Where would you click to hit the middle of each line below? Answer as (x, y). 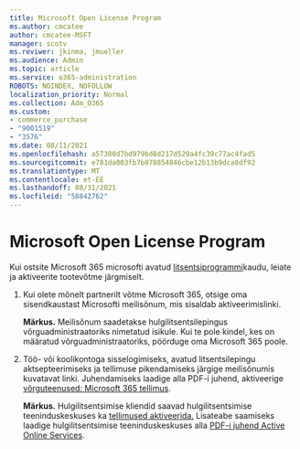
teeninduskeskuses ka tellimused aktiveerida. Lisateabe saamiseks (149, 415)
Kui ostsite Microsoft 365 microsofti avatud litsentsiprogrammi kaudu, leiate (150, 267)
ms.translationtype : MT (55, 171)
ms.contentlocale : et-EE (57, 179)
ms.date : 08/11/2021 (49, 145)
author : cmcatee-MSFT (51, 35)
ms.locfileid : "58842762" (59, 197)
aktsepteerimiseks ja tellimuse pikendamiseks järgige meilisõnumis (149, 369)
